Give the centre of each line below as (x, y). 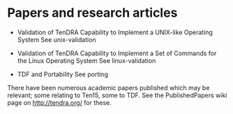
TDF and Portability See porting (62, 74)
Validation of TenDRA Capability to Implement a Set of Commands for (117, 53)
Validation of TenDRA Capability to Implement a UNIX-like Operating (115, 32)
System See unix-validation (57, 39)
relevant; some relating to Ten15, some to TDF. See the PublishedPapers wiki (117, 95)
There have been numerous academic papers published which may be (108, 87)
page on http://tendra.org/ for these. (59, 102)
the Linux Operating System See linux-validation (87, 60)
